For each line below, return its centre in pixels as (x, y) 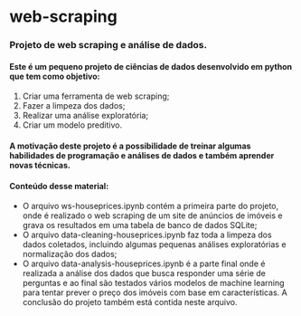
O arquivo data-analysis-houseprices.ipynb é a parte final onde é (144, 263)
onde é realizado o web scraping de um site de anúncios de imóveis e (152, 215)
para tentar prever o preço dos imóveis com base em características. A (155, 292)
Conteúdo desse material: (59, 186)
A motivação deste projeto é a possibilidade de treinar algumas (130, 146)
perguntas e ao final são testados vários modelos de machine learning (153, 283)
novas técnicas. (40, 165)
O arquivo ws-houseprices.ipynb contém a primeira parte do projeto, (150, 206)
